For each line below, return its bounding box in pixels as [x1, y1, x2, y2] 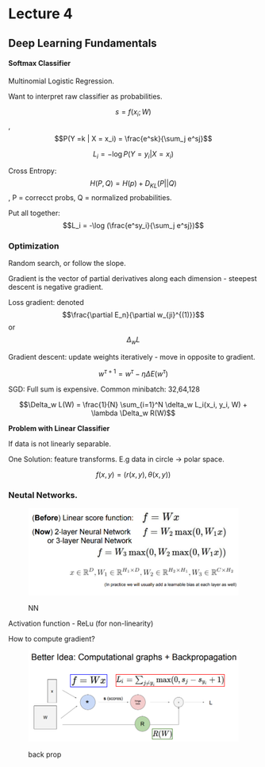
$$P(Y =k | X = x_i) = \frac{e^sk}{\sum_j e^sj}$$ [54, 133, 213, 143]
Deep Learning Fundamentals [8, 37, 157, 50]
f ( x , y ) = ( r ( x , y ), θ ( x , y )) [95, 469, 171, 479]
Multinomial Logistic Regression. [8, 76, 115, 86]
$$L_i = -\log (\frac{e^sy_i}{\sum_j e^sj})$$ [62, 221, 205, 230]
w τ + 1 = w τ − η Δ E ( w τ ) [98, 368, 169, 378]
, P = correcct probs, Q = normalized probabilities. [8, 193, 172, 202]
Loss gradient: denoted [8, 298, 85, 307]
